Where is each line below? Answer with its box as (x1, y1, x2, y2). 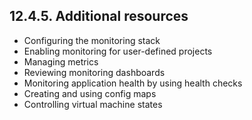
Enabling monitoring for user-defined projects (23, 45, 213, 57)
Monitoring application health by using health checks (23, 77, 243, 89)
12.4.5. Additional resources (9, 8, 189, 25)
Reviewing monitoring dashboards (23, 66, 166, 78)
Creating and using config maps (23, 87, 157, 99)
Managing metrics (23, 55, 99, 68)
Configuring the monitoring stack (23, 34, 161, 46)
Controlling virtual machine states (23, 98, 163, 110)
